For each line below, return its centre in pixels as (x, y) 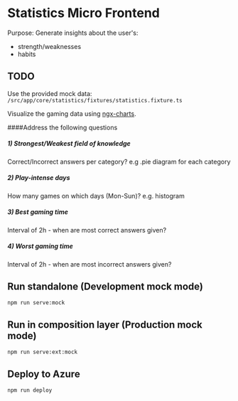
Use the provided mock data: (50, 93)
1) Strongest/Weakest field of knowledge (69, 144)
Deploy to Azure (44, 374)
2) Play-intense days (39, 178)
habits (27, 54)
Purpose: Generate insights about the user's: (73, 33)
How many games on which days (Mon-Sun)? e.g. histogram (96, 196)
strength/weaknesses (49, 46)
